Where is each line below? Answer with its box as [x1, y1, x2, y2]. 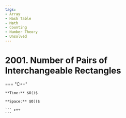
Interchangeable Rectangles [5, 65, 121, 76]
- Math [5, 20, 18, 26]
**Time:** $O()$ [5, 90, 38, 95]
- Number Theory [5, 29, 38, 34]
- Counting [5, 25, 27, 30]
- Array [5, 12, 21, 16]
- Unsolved [5, 34, 27, 39]
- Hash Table [5, 16, 31, 21]
